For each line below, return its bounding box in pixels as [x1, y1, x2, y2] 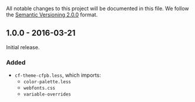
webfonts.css [23, 85, 56, 91]
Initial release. [6, 43, 40, 50]
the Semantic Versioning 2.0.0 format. [6, 11, 98, 18]
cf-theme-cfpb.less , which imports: [14, 72, 101, 79]
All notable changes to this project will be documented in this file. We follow [6, 5, 189, 12]
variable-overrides [23, 91, 72, 97]
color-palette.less [23, 79, 72, 85]
